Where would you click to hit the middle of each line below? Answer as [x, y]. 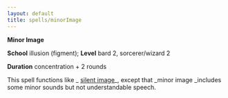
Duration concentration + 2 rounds [57, 66]
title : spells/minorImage [44, 20]
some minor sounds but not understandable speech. [82, 87]
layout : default [30, 13]
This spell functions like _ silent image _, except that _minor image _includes [114, 79]
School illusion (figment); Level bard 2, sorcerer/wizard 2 [89, 53]
